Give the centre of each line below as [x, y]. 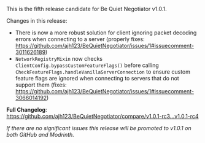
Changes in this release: [37, 21]
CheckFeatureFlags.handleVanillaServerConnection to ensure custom [102, 72]
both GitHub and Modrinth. [41, 135]
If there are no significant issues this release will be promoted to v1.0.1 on [99, 128]
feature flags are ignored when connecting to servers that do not [97, 78]
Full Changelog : [27, 110]
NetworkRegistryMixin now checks [59, 59]
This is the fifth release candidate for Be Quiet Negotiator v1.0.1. [87, 9]
